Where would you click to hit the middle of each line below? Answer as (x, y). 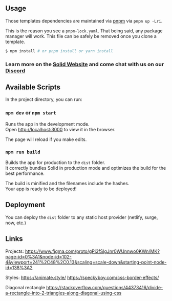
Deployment (25, 205)
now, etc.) (16, 223)
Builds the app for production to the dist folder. (55, 163)
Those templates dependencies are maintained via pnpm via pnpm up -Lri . (84, 21)
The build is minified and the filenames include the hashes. (67, 184)
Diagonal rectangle (25, 287)
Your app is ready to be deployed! (41, 189)
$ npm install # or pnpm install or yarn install (59, 51)
